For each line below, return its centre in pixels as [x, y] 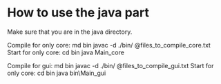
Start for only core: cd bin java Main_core [66, 52]
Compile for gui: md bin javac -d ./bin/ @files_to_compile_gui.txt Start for [110, 65]
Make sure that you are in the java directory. [70, 32]
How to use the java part [78, 13]
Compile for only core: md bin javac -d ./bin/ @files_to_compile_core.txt [109, 45]
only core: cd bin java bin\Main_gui [57, 73]
